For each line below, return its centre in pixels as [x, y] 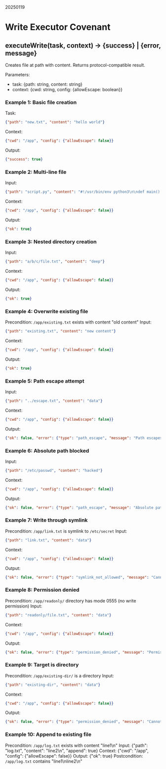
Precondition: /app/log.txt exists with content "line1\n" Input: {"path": [77, 745]
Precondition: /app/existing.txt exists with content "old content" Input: [78, 322]
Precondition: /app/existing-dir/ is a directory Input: [60, 675]
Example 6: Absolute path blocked [47, 450]
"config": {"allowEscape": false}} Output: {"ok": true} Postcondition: [74, 756]
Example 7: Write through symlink [46, 520]
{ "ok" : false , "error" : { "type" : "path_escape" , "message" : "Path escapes [84, 438]
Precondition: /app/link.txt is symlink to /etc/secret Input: [66, 531]
